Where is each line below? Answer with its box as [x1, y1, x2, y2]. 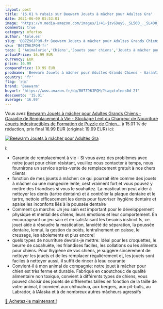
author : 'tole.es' [5, 34, 42, 39]
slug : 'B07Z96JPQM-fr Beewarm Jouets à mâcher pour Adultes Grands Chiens [5, 39, 160, 44]
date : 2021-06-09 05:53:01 [5, 16, 60, 21]
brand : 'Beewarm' [5, 83, 40, 89]
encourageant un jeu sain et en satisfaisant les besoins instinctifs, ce [12, 217, 150, 223]
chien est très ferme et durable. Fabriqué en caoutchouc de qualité [12, 268, 146, 274]
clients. [12, 170, 27, 176]
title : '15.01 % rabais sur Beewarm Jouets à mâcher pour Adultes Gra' [5, 12, 153, 16]
